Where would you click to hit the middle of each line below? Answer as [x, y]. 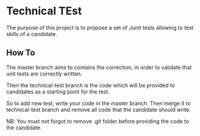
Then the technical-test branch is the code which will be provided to [91, 85]
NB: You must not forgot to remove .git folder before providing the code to [98, 121]
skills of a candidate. [32, 34]
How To [21, 53]
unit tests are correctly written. [44, 74]
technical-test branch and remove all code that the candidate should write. [98, 110]
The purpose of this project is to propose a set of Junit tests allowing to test [100, 28]
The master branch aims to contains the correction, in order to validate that [99, 67]
